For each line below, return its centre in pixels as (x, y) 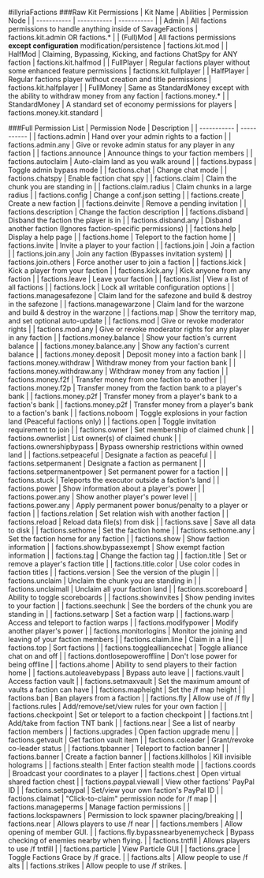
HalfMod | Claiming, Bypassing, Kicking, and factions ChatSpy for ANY (123, 54)
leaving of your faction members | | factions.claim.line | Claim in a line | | (125, 639)
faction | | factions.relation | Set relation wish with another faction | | (119, 514)
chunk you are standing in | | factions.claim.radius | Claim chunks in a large (130, 187)
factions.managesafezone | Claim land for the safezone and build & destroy (130, 295)
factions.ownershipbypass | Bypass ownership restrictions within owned (126, 446)
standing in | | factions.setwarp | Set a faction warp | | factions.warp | (121, 614)
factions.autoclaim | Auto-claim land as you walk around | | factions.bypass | (132, 161)
